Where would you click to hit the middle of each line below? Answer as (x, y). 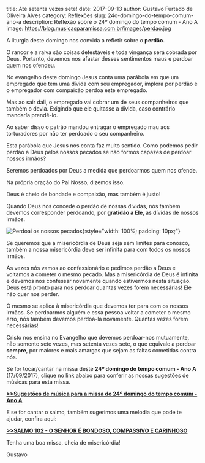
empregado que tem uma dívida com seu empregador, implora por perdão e (102, 84)
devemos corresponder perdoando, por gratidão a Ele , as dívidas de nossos (102, 212)
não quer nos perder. (33, 294)
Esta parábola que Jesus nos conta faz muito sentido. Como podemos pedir (102, 146)
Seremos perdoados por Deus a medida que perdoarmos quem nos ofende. (102, 170)
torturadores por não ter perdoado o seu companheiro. (76, 134)
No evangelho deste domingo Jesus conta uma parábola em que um (93, 77)
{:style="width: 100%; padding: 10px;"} (131, 231)
